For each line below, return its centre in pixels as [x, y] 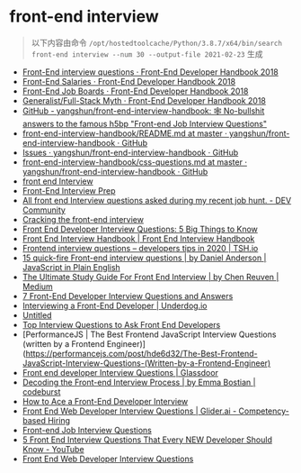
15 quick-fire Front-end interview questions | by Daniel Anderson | [144, 258]
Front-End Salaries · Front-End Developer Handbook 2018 [129, 81]
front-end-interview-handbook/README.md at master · [124, 133]
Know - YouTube [53, 449]
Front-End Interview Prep [69, 190]
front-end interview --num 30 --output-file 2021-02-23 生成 [147, 54]
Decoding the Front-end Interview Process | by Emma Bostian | [139, 382]
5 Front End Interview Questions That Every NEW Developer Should [147, 440]
